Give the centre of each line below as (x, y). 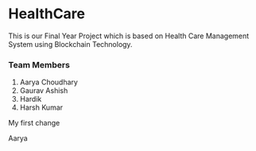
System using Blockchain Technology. (70, 44)
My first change (34, 123)
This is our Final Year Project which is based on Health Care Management (129, 36)
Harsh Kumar (41, 107)
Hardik (31, 99)
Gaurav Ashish (44, 91)
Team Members (39, 64)
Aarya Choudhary (48, 82)
